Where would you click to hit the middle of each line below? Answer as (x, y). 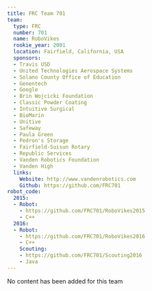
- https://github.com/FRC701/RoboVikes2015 (83, 211)
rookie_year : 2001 (40, 45)
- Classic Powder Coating (50, 103)
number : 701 (30, 33)
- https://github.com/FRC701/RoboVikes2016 (83, 236)
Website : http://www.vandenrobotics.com (78, 179)
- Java (29, 262)
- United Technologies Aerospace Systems (73, 71)
